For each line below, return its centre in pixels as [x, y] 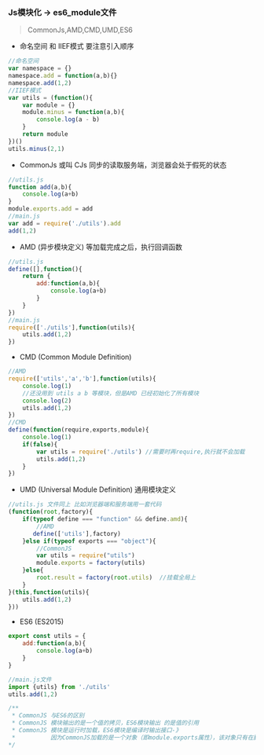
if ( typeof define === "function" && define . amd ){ [105, 519]
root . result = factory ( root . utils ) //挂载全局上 [116, 578]
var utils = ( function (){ [50, 97]
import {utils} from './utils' [59, 687]
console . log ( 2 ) [47, 401]
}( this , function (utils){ [49, 592]
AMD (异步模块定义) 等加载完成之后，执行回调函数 [101, 247]
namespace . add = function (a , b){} [63, 76]
